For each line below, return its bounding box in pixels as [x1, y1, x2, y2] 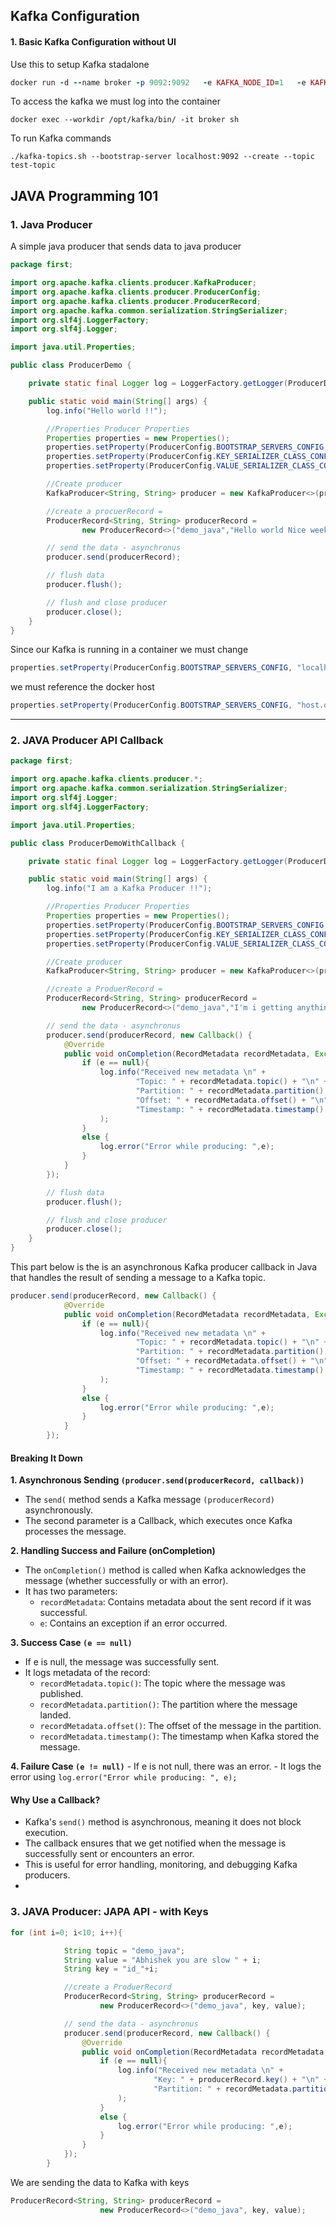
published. [39, 1688, 84, 1700]
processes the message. [24, 1525, 127, 1538]
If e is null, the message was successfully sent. [24, 1656, 220, 1668]
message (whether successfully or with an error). [24, 1575, 229, 1587]
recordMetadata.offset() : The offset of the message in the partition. [39, 1720, 322, 1732]
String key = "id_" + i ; [63, 1964, 159, 1974]
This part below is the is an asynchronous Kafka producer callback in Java [10, 1261, 318, 1273]
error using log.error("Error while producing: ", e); [10, 1771, 238, 1783]
